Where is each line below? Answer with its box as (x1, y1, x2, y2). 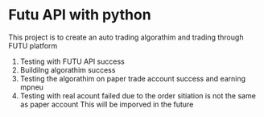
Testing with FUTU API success (19, 56, 125, 66)
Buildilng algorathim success (19, 65, 116, 74)
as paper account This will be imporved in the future (19, 99, 194, 109)
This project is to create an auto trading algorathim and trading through (8, 32, 244, 42)
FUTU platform (8, 40, 58, 50)
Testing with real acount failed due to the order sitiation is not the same (19, 90, 256, 100)
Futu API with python (8, 6, 151, 24)
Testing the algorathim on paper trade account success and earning (19, 73, 246, 83)
